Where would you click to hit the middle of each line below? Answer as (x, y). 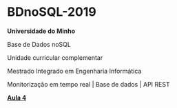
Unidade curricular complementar (55, 57)
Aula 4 (17, 98)
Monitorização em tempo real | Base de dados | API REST (88, 84)
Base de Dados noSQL (39, 44)
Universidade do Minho (41, 31)
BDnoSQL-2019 (52, 12)
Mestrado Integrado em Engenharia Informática (74, 71)
